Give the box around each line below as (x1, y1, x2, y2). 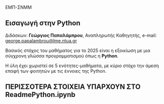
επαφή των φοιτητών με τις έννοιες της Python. (5, 68, 107, 74)
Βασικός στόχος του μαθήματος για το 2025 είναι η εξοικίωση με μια (5, 47, 151, 54)
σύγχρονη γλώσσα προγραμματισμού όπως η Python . (5, 53, 119, 59)
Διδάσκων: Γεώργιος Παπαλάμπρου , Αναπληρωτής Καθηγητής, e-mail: (5, 32, 157, 38)
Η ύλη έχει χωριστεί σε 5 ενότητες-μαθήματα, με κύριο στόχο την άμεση (5, 63, 159, 69)
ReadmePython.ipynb (5, 90, 76, 99)
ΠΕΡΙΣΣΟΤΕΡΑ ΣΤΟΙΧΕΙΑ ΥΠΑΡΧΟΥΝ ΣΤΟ (5, 83, 141, 91)
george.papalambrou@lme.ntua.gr (5, 37, 77, 43)
